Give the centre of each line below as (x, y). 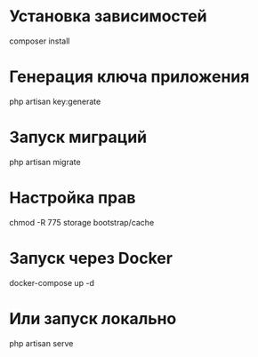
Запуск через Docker (91, 258)
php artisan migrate (45, 162)
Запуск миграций (78, 137)
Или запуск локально (93, 318)
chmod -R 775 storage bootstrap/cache (82, 222)
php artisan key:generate (55, 101)
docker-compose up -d (52, 282)
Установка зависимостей (108, 16)
